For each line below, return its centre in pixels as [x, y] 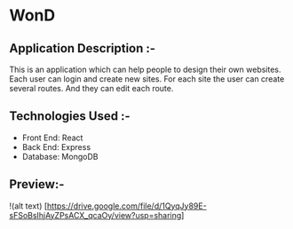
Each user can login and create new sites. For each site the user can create [147, 79]
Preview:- [37, 184]
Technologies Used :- [70, 116]
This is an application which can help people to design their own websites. [145, 69]
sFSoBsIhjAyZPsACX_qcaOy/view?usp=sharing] [97, 215]
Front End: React [52, 138]
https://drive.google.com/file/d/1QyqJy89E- [127, 206]
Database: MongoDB [60, 156]
